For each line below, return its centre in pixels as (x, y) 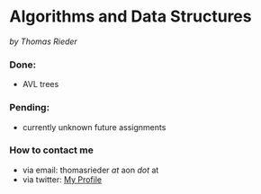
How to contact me (52, 150)
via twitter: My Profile (62, 179)
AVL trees (40, 84)
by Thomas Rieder (44, 41)
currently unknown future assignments (94, 127)
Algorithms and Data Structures (130, 17)
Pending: (30, 108)
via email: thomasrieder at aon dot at (90, 170)
